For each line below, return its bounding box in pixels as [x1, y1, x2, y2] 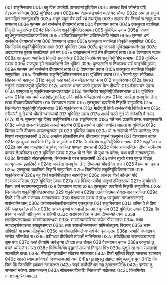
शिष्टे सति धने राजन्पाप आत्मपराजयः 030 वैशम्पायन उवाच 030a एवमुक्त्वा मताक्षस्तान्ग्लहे [5, 195, 144, 201]
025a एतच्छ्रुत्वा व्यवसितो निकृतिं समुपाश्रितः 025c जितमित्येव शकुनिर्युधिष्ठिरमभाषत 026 [5, 167, 144, 172]
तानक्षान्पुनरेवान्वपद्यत [5, 273, 37, 279]
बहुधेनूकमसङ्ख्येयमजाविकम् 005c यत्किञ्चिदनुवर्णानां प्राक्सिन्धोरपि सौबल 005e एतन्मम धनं [5, 33, 149, 38]
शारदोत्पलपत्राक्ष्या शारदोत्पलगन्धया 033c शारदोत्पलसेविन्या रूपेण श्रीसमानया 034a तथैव [5, 217, 143, 223]
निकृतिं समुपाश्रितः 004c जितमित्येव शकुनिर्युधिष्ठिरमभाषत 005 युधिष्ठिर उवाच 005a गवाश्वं [5, 27, 149, 33]
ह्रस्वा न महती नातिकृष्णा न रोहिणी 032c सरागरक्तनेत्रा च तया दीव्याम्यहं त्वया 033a [5, 212, 136, 217]
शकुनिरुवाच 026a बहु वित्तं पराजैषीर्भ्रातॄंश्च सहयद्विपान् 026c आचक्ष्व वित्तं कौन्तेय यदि [5, 172, 138, 178]
